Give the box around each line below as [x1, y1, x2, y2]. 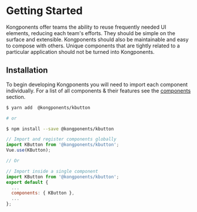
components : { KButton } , [11, 190, 75, 196]
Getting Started [6, 4, 83, 18]
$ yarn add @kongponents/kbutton [6, 104, 91, 111]
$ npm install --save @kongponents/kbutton [6, 126, 114, 132]
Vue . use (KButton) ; [6, 148, 51, 153]
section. [6, 93, 26, 100]
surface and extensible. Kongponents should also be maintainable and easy [6, 36, 189, 43]
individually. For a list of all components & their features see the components [6, 87, 191, 94]
